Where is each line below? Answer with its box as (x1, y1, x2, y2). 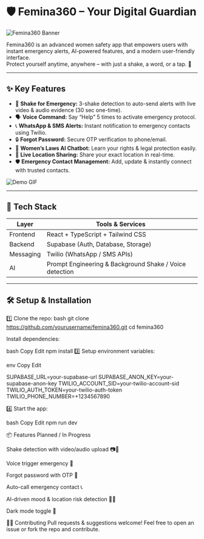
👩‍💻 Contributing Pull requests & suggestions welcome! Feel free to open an (6, 519, 194, 527)
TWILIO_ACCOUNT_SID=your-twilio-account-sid (58, 380, 179, 387)
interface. (6, 54, 30, 61)
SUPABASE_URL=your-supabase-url (6, 373, 97, 381)
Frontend (9, 230, 35, 238)
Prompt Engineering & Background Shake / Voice (46, 259, 186, 268)
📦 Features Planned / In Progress (6, 431, 91, 439)
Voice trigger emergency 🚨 (6, 460, 74, 467)
